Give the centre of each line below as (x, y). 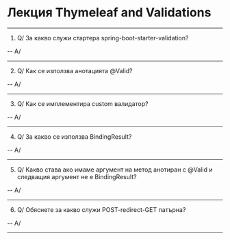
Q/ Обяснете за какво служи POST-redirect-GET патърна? (101, 209)
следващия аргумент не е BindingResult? (77, 176)
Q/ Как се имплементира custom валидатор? (82, 103)
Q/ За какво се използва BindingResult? (74, 136)
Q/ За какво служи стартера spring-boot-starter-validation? (103, 38)
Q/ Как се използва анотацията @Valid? (75, 70)
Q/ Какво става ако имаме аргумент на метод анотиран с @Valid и (115, 170)
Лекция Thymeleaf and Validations (109, 13)
